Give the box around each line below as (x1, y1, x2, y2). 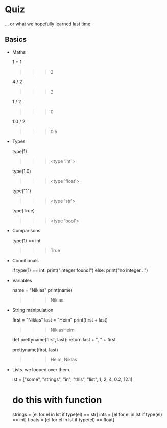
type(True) (12, 207, 35, 213)
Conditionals (12, 257, 39, 263)
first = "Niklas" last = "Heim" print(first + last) (12, 316, 108, 323)
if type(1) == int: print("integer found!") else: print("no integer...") (12, 267, 148, 273)
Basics (5, 35, 27, 44)
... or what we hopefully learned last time (5, 20, 91, 27)
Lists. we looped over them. (12, 366, 71, 372)
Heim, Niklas (50, 356, 77, 362)
